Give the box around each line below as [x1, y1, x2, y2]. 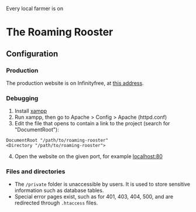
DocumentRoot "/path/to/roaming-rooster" [6, 138, 109, 143]
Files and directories [6, 167, 66, 176]
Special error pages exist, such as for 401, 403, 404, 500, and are [14, 193, 174, 200]
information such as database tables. [14, 187, 104, 194]
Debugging [6, 94, 39, 102]
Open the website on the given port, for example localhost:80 [14, 153, 163, 160]
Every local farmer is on [6, 5, 63, 12]
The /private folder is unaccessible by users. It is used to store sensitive [14, 181, 191, 188]
